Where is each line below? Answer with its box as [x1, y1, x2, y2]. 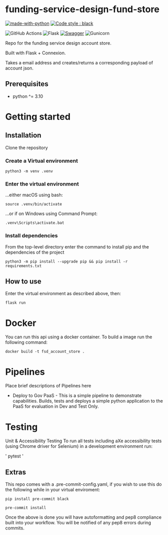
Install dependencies [5, 232, 58, 239]
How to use [5, 277, 41, 286]
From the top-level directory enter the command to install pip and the [5, 243, 149, 249]
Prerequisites [5, 80, 49, 88]
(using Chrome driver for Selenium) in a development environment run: [5, 443, 153, 449]
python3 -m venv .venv [5, 169, 53, 174]
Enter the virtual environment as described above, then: [5, 291, 121, 297]
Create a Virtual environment [5, 157, 78, 164]
